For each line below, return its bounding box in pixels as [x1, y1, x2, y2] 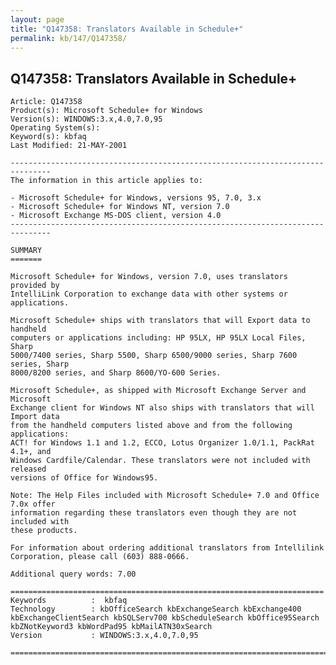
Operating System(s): [10, 123, 101, 133]
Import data [10, 412, 60, 422]
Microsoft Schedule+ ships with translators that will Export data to [10, 316, 311, 326]
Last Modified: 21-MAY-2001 [10, 141, 128, 151]
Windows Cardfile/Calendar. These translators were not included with [10, 456, 311, 466]
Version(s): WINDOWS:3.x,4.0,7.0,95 [10, 114, 163, 125]
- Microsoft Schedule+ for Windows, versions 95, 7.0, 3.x [10, 193, 262, 203]
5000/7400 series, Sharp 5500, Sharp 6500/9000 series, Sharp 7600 [10, 351, 298, 361]
